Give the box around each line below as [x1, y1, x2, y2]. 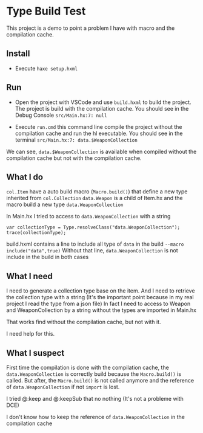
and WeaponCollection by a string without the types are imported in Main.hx [6, 307, 197, 314]
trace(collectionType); [6, 230, 67, 236]
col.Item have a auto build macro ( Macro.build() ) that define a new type [6, 188, 188, 195]
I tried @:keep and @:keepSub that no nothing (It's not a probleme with [6, 395, 184, 402]
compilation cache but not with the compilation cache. [6, 154, 142, 162]
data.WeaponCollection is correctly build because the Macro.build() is [6, 370, 182, 378]
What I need [6, 271, 53, 281]
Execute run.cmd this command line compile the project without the [15, 123, 182, 130]
